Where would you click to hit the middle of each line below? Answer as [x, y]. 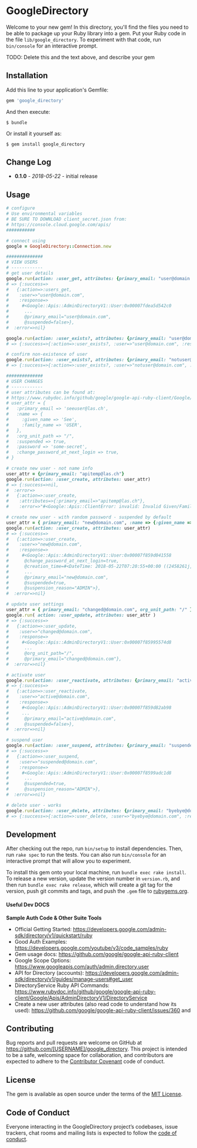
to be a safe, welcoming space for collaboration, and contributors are [90, 1055]
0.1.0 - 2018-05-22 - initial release [56, 176]
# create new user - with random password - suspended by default [89, 517]
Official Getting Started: [43, 929]
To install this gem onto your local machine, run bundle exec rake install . [96, 873]
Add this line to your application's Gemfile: [57, 90]
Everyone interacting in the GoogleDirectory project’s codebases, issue [92, 1126]
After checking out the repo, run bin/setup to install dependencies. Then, [94, 849]
